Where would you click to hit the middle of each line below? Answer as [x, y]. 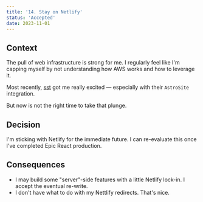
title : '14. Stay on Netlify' [45, 12]
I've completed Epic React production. [54, 146]
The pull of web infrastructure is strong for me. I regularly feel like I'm [93, 63]
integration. [21, 94]
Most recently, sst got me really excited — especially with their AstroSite [98, 87]
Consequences [36, 165]
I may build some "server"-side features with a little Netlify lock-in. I [100, 179]
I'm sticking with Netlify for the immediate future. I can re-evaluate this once [101, 139]
